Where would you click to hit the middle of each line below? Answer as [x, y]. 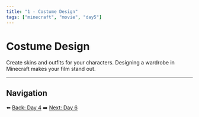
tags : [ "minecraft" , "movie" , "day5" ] [54, 17]
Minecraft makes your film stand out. [51, 69]
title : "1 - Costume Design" [42, 12]
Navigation [27, 93]
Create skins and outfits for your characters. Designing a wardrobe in [90, 63]
